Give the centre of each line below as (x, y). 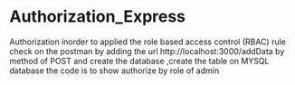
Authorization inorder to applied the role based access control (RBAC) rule (148, 42)
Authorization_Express (98, 17)
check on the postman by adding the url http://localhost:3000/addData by (147, 51)
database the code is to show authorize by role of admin (114, 71)
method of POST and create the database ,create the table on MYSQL (139, 61)
